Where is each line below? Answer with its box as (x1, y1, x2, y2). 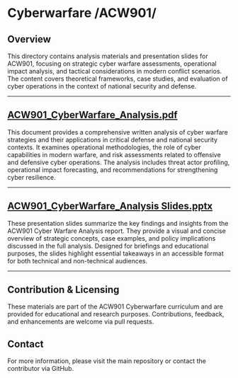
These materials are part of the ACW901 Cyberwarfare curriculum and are (7, 302, 223, 311)
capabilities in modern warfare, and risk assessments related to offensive (7, 150, 221, 159)
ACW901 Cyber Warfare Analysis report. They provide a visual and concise (7, 227, 227, 235)
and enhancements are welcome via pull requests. (7, 317, 154, 326)
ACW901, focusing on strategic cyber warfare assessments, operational (7, 59, 217, 68)
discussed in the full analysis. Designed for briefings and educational (7, 241, 209, 250)
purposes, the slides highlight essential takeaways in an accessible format (7, 249, 225, 258)
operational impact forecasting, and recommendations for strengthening (7, 165, 218, 174)
